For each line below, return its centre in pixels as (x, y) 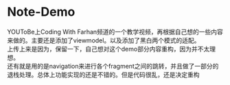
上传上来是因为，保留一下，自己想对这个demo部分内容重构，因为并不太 (108, 49)
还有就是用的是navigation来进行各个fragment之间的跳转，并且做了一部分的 (113, 66)
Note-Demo (41, 12)
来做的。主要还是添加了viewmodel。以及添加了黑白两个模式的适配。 (104, 40)
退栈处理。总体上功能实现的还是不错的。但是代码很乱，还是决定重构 (103, 74)
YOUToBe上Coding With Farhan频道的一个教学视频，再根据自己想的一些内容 (115, 32)
